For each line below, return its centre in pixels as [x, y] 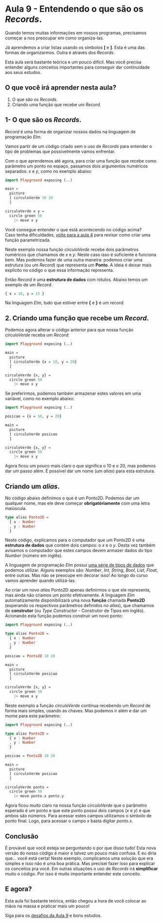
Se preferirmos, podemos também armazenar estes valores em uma [73, 393]
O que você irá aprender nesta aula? [61, 88]
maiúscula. [16, 508]
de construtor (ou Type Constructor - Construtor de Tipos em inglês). [75, 611]
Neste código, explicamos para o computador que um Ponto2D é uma [75, 540]
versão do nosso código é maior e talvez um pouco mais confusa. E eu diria [81, 853]
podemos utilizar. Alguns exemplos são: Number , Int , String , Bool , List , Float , [81, 570]
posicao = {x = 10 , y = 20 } [33, 416]
